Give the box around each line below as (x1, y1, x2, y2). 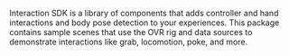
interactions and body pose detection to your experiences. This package (9, 17, 280, 28)
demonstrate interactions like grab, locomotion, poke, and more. (9, 36, 248, 47)
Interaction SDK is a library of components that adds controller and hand (9, 8, 279, 18)
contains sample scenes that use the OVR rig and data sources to (9, 27, 253, 37)
